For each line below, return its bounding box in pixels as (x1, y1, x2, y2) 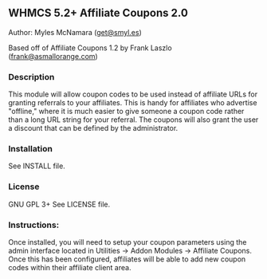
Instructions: (8, 219, 60, 230)
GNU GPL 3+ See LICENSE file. (8, 199, 111, 209)
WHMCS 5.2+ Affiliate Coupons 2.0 (8, 6, 189, 20)
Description (8, 71, 55, 82)
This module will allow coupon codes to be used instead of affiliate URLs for (8, 89, 257, 99)
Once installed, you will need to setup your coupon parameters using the (8, 238, 247, 246)
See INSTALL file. (8, 161, 65, 171)
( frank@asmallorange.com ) (8, 51, 98, 61)
